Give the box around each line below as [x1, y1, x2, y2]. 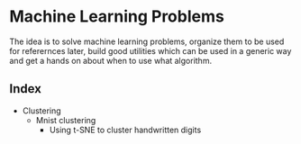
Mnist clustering [35, 114, 96, 125]
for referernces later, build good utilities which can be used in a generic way [9, 45, 292, 56]
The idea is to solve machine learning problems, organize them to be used [9, 36, 285, 47]
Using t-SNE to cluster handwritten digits [49, 124, 202, 135]
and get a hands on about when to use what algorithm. [9, 55, 213, 66]
